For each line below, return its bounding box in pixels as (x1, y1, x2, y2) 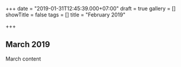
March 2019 (5, 39, 51, 49)
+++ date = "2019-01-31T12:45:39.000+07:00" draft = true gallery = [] (5, 5, 176, 12)
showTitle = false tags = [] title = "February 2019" (5, 11, 126, 18)
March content (5, 55, 41, 62)
